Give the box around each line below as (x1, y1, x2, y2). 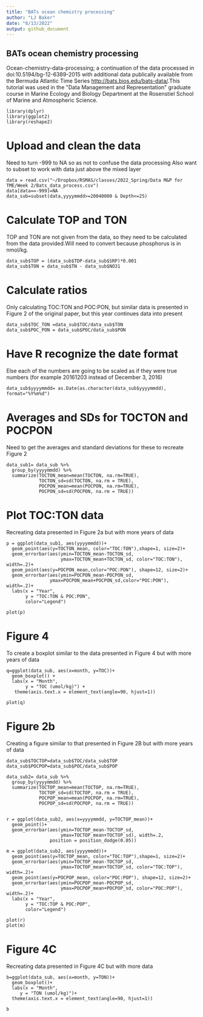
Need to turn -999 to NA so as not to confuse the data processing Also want (6, 159, 197, 166)
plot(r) (6, 917, 26, 923)
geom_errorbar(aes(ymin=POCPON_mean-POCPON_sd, (12, 572, 135, 578)
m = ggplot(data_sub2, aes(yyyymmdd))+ (6, 848, 107, 854)
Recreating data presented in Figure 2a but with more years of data (6, 528, 174, 535)
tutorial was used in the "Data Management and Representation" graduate (6, 84, 191, 91)
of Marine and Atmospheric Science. (6, 96, 98, 104)
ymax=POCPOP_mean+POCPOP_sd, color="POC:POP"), (60, 885, 183, 891)
